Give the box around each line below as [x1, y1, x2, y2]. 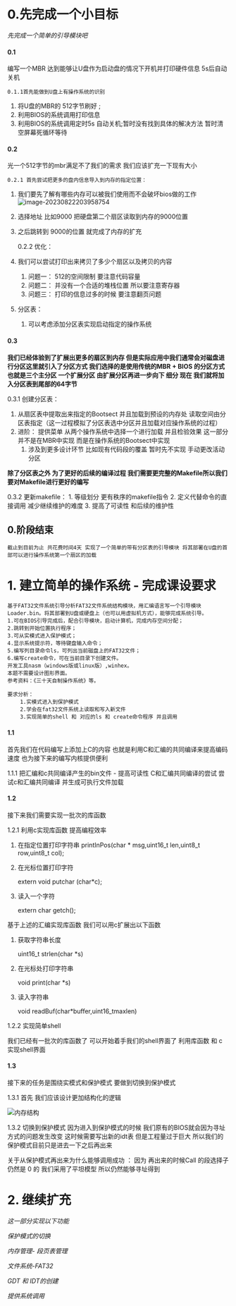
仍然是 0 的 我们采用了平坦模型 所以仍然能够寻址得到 [7, 1164, 161, 1173]
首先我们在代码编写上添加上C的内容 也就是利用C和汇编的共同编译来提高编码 [7, 745, 228, 753]
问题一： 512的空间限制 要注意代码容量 [27, 272, 141, 281]
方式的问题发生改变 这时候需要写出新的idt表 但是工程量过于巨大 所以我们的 [7, 1132, 224, 1140]
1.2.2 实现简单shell [7, 1021, 61, 1030]
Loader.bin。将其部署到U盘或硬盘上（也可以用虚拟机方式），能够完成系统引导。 [7, 610, 208, 617]
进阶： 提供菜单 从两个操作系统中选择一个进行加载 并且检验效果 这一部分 [17, 427, 229, 436]
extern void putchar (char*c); [17, 877, 102, 886]
